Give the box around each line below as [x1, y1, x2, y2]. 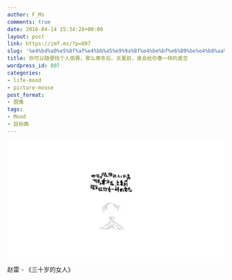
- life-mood [7, 77, 41, 84]
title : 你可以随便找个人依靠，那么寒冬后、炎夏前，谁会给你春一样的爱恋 [7, 55, 188, 62]
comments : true [7, 18, 51, 26]
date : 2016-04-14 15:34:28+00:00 [7, 26, 104, 32]
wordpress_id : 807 [7, 62, 60, 69]
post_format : [7, 91, 45, 98]
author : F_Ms [7, 11, 45, 18]
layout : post [7, 33, 45, 40]
